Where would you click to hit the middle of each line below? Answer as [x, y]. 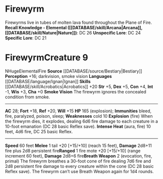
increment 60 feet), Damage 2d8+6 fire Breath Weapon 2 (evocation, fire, [79, 156]
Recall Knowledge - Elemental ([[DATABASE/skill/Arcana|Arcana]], [74, 27]
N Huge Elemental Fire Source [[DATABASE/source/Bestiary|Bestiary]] [73, 71]
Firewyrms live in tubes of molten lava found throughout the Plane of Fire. [79, 22]
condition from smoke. [27, 97]
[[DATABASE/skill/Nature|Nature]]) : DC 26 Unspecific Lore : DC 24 [73, 33]
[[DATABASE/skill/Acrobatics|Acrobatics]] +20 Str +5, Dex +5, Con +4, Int [79, 87]
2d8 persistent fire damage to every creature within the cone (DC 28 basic [80, 166]
